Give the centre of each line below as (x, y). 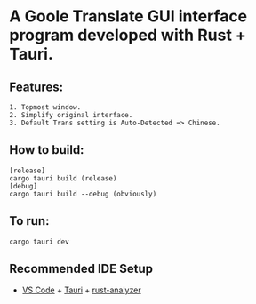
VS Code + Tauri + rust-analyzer (81, 290)
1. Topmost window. (45, 108)
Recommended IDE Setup (81, 269)
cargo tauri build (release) (63, 178)
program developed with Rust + (128, 35)
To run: (29, 221)
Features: (36, 87)
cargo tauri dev (39, 242)
